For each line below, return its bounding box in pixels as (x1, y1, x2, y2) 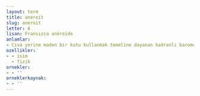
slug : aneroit (6, 20, 42, 26)
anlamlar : (6, 36, 31, 42)
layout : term (6, 8, 39, 15)
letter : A (6, 25, 31, 32)
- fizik (11, 58, 31, 64)
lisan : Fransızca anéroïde (6, 31, 73, 37)
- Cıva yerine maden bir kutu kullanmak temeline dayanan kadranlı (6, 42, 177, 48)
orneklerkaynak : (6, 75, 46, 81)
